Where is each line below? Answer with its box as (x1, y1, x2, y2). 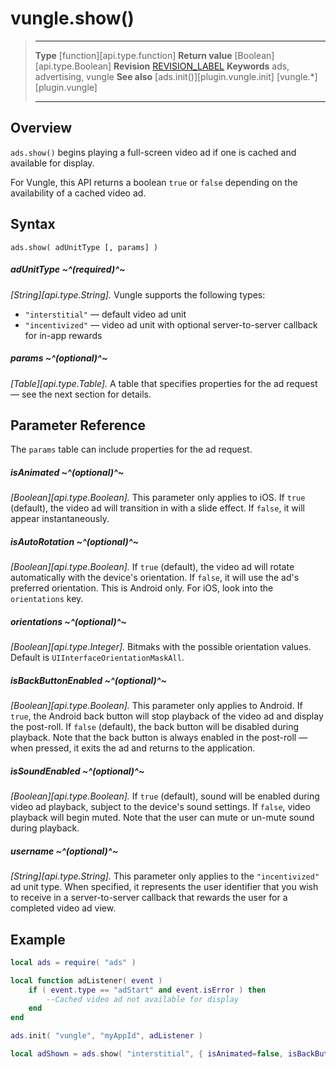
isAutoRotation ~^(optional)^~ (10, 535, 140, 547)
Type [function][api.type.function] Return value (34, 49, 233, 61)
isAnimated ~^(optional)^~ (10, 466, 125, 478)
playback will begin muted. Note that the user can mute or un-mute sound (10, 812, 315, 824)
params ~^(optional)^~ (10, 352, 108, 364)
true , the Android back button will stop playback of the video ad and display (10, 710, 324, 722)
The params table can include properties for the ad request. (10, 443, 253, 456)
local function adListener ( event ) (10, 975, 163, 986)
